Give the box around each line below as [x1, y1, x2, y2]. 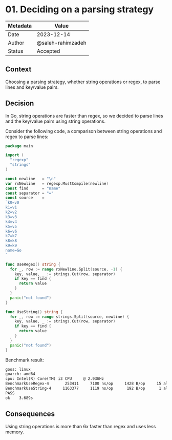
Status [8, 47, 24, 54]
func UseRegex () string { [5, 262, 60, 267]
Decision [5, 99, 34, 108]
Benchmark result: [5, 357, 45, 363]
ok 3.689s [5, 395, 33, 400]
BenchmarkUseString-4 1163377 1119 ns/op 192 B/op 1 [5, 386, 161, 391]
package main [5, 143, 33, 148]
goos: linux [5, 367, 31, 372]
